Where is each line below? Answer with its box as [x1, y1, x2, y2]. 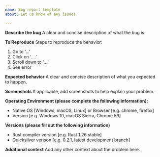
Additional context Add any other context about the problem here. [5, 146, 140, 152]
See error [12, 64, 32, 70]
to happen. [5, 79, 27, 85]
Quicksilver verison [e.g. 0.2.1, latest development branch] [12, 137, 130, 143]
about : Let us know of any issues [5, 12, 76, 17]
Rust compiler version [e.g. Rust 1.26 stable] [12, 131, 102, 137]
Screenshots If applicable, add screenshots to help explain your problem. [5, 88, 155, 94]
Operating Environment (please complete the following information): [5, 98, 149, 104]
